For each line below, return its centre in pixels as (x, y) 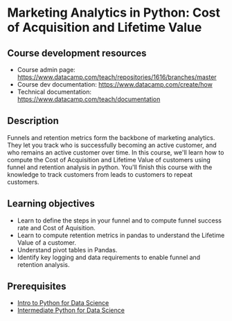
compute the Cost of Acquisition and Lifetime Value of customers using (109, 159)
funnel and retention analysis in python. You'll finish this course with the (110, 167)
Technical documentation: (54, 92)
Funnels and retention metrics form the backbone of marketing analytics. (111, 137)
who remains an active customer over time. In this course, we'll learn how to (116, 152)
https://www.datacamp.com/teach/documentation (89, 99)
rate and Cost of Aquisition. (56, 227)
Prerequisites (37, 287)
